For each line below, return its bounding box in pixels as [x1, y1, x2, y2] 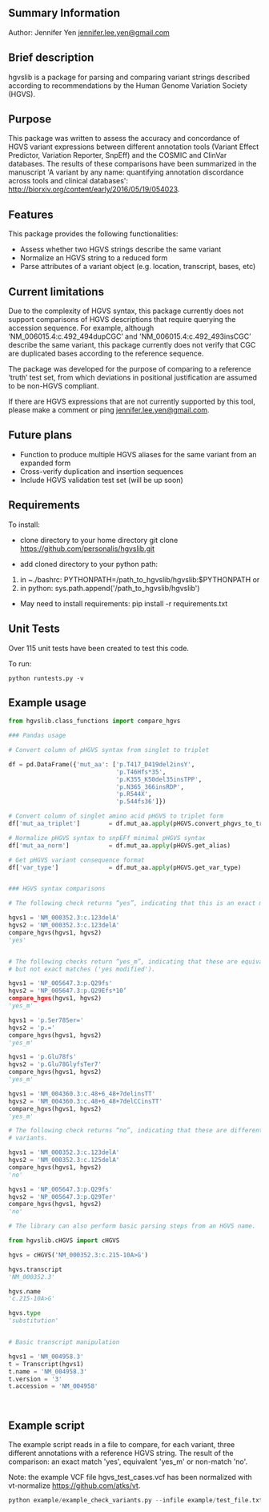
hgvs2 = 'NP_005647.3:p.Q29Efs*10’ [8, 987, 127, 995]
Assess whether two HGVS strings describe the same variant [19, 244, 222, 255]
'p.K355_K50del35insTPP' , [115, 775, 203, 783]
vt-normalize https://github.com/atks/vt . [8, 1481, 141, 1490]
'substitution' [8, 1317, 59, 1325]
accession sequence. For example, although [8, 324, 155, 333]
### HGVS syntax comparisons [8, 885, 106, 893]
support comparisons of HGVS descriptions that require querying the [8, 315, 236, 324]
